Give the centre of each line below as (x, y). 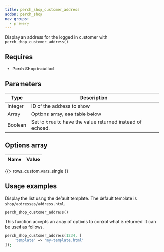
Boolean (17, 125)
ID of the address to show (61, 106)
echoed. (41, 128)
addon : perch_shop (24, 14)
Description (94, 97)
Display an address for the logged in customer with (56, 37)
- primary (19, 23)
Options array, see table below (66, 114)
